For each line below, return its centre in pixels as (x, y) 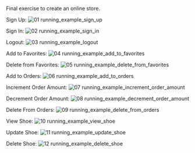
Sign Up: (17, 19)
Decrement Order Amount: (38, 99)
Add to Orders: (24, 76)
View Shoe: (20, 121)
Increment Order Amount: (37, 87)
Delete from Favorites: (33, 65)
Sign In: (15, 31)
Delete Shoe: (22, 144)
